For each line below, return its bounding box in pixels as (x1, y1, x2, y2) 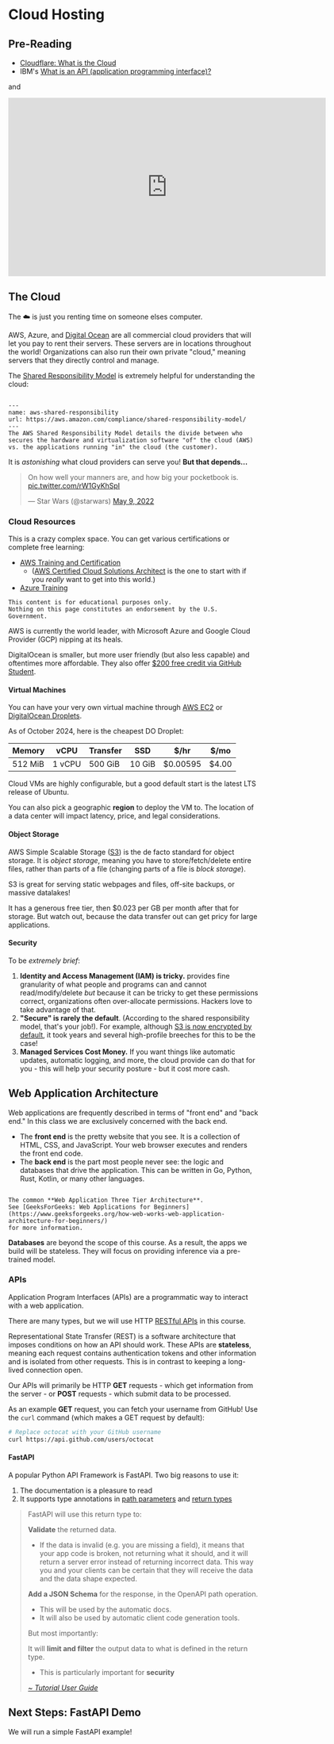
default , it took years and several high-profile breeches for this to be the (19, 1029, 256, 1040)
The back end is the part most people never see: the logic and (19, 1156, 224, 1167)
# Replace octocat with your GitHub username (8, 1428, 161, 1436)
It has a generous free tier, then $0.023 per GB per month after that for (8, 903, 240, 913)
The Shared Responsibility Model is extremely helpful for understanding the (8, 370, 255, 380)
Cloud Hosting (8, 6, 105, 24)
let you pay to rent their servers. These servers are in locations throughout (8, 339, 251, 348)
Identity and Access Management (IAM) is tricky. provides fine (19, 971, 230, 980)
